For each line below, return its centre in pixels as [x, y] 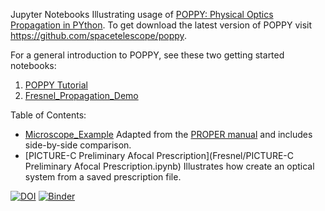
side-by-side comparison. [78, 145]
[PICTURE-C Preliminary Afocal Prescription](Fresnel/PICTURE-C [159, 155]
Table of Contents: [48, 115]
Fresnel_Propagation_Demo [81, 95]
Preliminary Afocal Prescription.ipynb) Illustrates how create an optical [169, 166]
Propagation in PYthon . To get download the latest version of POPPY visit [161, 25]
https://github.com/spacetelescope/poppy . [98, 35]
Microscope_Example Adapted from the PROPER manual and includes [168, 134]
